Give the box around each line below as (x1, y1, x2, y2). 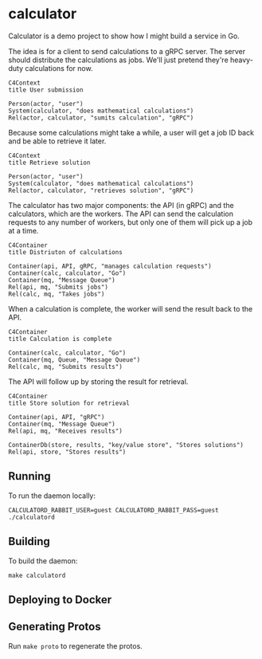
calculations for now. (25, 63, 93, 73)
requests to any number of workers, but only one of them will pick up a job (8, 217, 253, 227)
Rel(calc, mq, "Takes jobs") (8, 290, 105, 298)
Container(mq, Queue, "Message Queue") (8, 355, 141, 363)
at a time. (8, 226, 39, 235)
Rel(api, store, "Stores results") (8, 448, 127, 456)
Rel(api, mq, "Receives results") (8, 427, 123, 435)
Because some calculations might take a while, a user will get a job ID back (8, 127, 255, 137)
